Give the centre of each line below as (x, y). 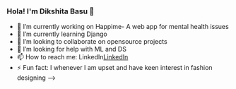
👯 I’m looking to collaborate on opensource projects (92, 42)
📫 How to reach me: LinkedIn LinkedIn (72, 57)
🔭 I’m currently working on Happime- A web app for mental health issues (123, 27)
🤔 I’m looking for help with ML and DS (71, 49)
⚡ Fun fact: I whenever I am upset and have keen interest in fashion (114, 68)
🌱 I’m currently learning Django (62, 34)
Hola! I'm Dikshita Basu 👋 (51, 11)
